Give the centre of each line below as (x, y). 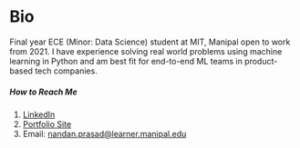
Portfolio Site (47, 123)
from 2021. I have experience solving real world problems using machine (146, 51)
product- (261, 61)
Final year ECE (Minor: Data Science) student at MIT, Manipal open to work (150, 42)
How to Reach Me (43, 92)
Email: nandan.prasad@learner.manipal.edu (104, 133)
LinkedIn (39, 114)
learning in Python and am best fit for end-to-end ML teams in (126, 61)
